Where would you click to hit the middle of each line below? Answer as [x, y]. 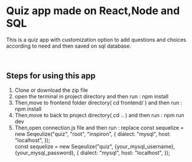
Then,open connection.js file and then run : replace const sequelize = [99, 127]
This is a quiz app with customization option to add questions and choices [96, 39]
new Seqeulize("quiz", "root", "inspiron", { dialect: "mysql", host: [93, 134]
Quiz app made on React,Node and [93, 11]
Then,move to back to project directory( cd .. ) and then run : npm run [99, 115]
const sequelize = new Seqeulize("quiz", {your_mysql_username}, [95, 146]
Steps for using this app [51, 76]
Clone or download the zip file [51, 90]
